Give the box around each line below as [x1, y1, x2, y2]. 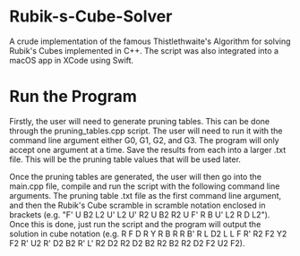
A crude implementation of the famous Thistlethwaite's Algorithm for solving [9, 36, 291, 47]
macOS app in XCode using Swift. [9, 55, 134, 65]
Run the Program [9, 87, 137, 107]
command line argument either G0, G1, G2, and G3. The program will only [9, 134, 279, 145]
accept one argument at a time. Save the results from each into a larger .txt [9, 144, 287, 155]
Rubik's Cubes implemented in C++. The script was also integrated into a [9, 45, 279, 55]
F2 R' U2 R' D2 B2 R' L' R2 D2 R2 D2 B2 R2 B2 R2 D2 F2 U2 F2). [9, 237, 245, 248]
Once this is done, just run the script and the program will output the [9, 218, 261, 229]
